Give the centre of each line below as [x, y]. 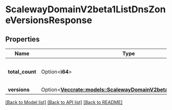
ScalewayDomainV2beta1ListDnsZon [85, 9]
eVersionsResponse [49, 20]
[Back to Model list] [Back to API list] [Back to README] [64, 102]
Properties [23, 39]
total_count [22, 72]
